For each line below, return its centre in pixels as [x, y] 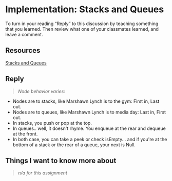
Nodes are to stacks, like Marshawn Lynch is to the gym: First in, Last [86, 101]
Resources [23, 50]
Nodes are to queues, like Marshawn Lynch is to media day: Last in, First [89, 112]
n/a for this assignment [43, 173]
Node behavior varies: [41, 91]
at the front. [25, 133]
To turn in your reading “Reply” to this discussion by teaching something [82, 24]
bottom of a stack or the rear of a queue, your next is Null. [74, 145]
